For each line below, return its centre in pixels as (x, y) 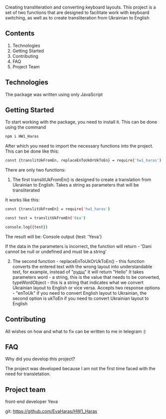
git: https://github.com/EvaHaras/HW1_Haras (51, 412)
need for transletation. (28, 374)
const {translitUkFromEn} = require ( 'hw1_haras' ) (58, 209)
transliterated (26, 190)
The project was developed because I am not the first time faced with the (81, 369)
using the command (26, 127)
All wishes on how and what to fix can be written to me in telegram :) (76, 331)
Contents (20, 34)
